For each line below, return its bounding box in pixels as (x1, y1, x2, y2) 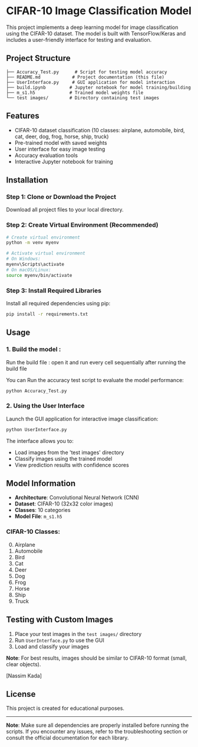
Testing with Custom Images (6, 615, 114, 625)
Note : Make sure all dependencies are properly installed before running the (6, 722, 189, 729)
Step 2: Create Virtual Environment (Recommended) (6, 221, 159, 229)
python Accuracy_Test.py (6, 388, 67, 394)
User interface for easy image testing (14, 145, 105, 152)
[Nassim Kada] (6, 672, 42, 679)
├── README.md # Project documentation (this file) (6, 74, 165, 80)
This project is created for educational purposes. (6, 704, 125, 712)
